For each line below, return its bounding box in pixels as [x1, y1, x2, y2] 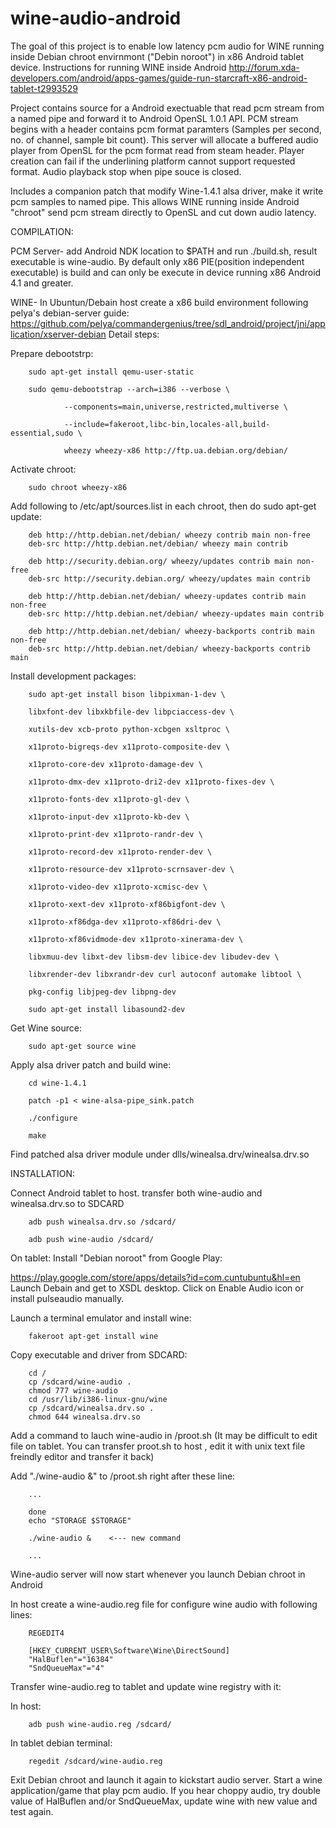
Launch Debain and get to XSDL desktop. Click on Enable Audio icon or [10, 1282, 304, 1294]
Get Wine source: [10, 1022, 82, 1034]
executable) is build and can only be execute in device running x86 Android [10, 266, 322, 278]
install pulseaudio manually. [10, 1292, 125, 1304]
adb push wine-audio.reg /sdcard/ [28, 1719, 172, 1729]
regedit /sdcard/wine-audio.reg [28, 1756, 163, 1766]
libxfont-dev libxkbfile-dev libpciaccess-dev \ [28, 707, 235, 717]
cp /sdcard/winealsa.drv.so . [28, 1403, 155, 1413]
